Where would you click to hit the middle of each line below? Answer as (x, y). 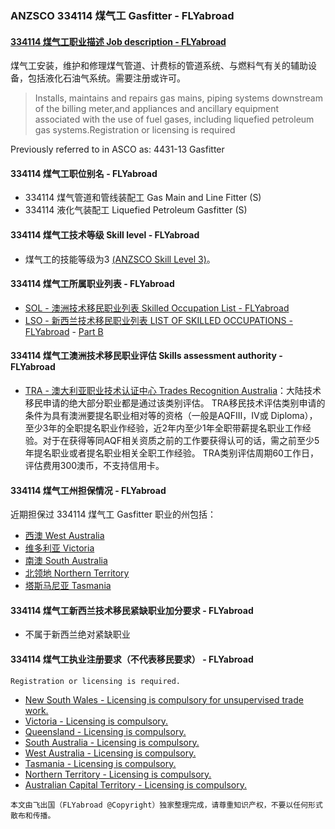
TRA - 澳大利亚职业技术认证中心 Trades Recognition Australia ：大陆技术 (173, 390)
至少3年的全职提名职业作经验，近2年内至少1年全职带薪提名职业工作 (163, 428)
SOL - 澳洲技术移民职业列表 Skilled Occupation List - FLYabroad (157, 308)
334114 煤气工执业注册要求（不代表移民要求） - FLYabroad (132, 659)
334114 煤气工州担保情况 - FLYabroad (88, 490)
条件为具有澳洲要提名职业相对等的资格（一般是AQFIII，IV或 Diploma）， (171, 415)
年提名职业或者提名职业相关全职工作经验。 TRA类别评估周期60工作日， (171, 453)
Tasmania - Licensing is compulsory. (100, 763)
